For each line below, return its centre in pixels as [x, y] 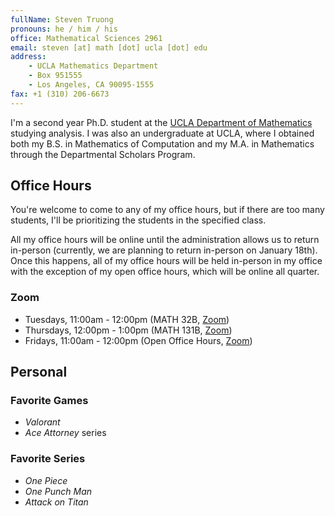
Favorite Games [49, 401]
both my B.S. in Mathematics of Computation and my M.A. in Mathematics [162, 143]
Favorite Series [48, 459]
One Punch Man [58, 491]
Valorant [42, 422]
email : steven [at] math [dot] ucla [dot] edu [109, 47]
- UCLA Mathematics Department [93, 66]
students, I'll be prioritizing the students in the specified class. [138, 220]
